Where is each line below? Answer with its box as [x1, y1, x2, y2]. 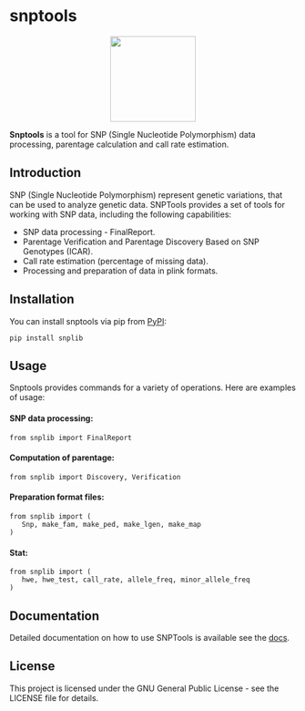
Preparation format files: [9, 491, 105, 502]
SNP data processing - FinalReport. [22, 226, 156, 237]
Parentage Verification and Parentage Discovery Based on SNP [22, 236, 259, 247]
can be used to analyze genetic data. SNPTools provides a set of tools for [9, 199, 285, 210]
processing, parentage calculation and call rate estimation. [9, 139, 229, 149]
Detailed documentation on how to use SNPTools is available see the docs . [9, 633, 290, 643]
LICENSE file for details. [9, 692, 99, 703]
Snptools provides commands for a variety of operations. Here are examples [9, 382, 296, 393]
